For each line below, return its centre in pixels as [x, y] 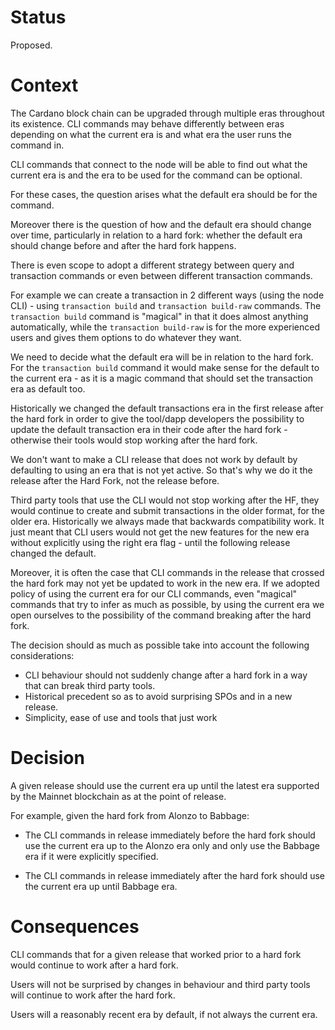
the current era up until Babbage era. [101, 886]
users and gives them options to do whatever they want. [126, 337]
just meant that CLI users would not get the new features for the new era [160, 532]
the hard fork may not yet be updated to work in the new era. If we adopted [165, 583]
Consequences [75, 927]
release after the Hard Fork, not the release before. [115, 480]
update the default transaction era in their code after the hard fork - [149, 429]
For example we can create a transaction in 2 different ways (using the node [167, 295]
